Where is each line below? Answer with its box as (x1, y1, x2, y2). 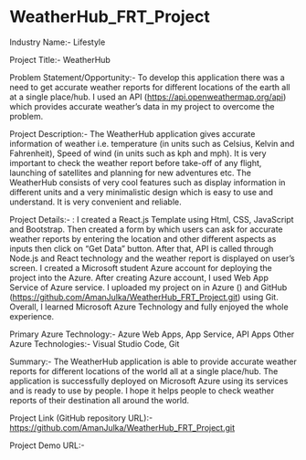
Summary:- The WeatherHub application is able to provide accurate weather (9, 356, 297, 367)
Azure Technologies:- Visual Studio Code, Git (9, 338, 180, 349)
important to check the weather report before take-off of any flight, (9, 157, 262, 168)
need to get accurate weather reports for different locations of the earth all (9, 81, 290, 92)
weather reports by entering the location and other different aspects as (9, 233, 277, 244)
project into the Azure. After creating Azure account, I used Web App (9, 272, 269, 283)
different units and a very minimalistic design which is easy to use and (9, 186, 274, 197)
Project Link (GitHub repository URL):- (9, 413, 153, 423)
